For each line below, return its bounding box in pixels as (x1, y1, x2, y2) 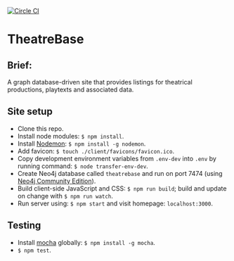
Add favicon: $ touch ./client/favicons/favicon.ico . (17, 146, 174, 155)
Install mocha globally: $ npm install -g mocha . (17, 238, 156, 246)
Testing (7, 219, 41, 231)
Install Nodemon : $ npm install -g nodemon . (17, 139, 146, 148)
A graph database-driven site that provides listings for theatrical (7, 78, 193, 86)
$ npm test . (17, 246, 51, 254)
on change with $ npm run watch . (17, 191, 114, 200)
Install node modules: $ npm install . (17, 132, 124, 140)
